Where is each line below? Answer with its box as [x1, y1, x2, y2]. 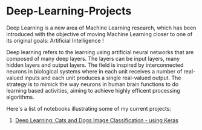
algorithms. [6, 93, 34, 101]
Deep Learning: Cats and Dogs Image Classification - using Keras [15, 116, 178, 124]
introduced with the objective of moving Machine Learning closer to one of [6, 30, 193, 37]
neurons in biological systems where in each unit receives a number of [6, 67, 183, 75]
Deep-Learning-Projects [6, 4, 132, 18]
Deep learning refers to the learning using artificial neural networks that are [6, 48, 194, 55]
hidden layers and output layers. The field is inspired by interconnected [6, 61, 184, 69]
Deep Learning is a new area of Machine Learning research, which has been [6, 24, 197, 31]
